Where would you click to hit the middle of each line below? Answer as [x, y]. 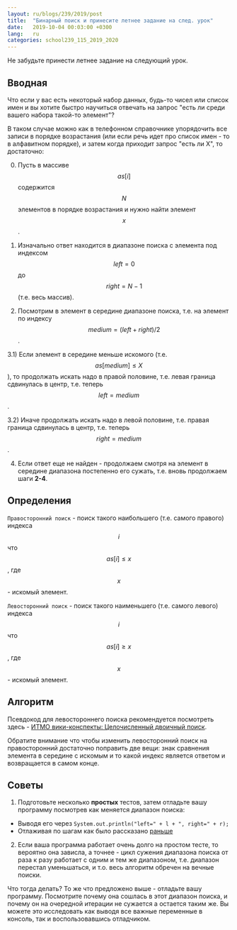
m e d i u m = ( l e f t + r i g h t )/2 [124, 329]
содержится [36, 187]
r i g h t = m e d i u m [119, 438]
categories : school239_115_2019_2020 [63, 40]
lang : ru [23, 34]
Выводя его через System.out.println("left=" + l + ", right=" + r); [123, 824]
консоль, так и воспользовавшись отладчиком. [79, 919]
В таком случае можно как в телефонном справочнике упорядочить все [117, 128]
